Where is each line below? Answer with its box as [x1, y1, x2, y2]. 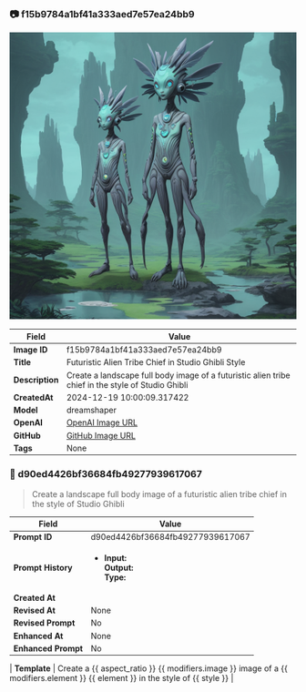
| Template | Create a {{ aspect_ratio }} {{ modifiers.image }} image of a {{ [9, 663, 289, 674]
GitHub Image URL [66, 430, 137, 441]
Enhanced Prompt [13, 643, 84, 654]
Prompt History [13, 562, 73, 573]
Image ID [13, 344, 48, 355]
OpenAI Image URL [66, 417, 138, 428]
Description [13, 374, 59, 385]
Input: [104, 552, 127, 563]
